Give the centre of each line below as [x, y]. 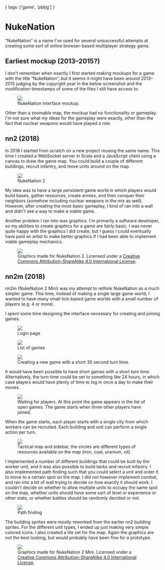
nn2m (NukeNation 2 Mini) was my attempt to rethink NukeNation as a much [82, 288]
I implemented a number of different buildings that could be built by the [77, 461]
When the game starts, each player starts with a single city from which [77, 422]
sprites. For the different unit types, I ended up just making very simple [77, 527]
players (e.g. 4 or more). [30, 304]
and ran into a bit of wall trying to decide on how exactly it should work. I [79, 482]
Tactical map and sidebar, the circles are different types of [77, 447]
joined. [24, 412]
